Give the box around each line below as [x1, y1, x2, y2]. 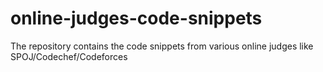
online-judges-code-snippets [10, 7, 263, 30]
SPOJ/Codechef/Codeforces [10, 50, 128, 62]
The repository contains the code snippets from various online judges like [10, 40, 314, 52]
